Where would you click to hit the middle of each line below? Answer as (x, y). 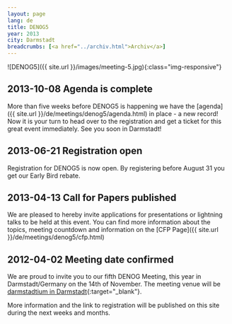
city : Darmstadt (31, 40)
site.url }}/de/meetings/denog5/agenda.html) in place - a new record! (117, 113)
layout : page (27, 14)
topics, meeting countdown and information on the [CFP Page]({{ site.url (113, 230)
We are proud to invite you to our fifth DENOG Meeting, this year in (104, 277)
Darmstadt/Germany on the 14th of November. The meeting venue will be (114, 284)
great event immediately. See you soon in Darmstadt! (85, 129)
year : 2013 (23, 34)
